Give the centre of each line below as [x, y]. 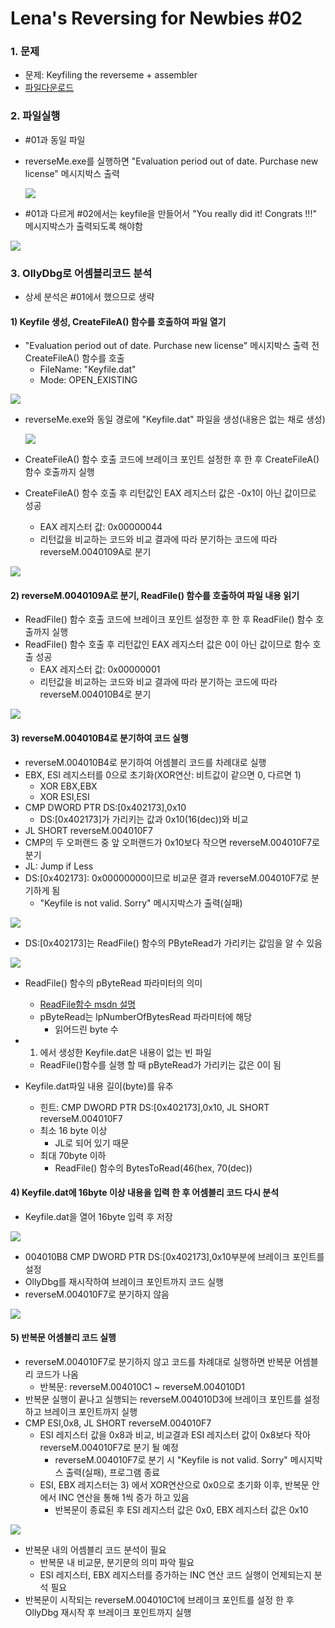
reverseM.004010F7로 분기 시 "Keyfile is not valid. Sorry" [171, 1460]
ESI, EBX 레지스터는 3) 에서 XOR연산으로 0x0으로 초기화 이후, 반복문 [174, 1485]
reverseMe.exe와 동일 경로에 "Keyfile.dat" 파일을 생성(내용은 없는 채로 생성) [175, 419]
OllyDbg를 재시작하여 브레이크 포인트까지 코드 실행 [124, 1281]
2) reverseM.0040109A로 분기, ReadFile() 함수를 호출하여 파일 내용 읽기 [155, 595]
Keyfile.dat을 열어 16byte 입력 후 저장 [98, 1216]
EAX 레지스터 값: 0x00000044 [101, 527]
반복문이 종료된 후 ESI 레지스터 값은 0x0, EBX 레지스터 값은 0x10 [181, 1510]
